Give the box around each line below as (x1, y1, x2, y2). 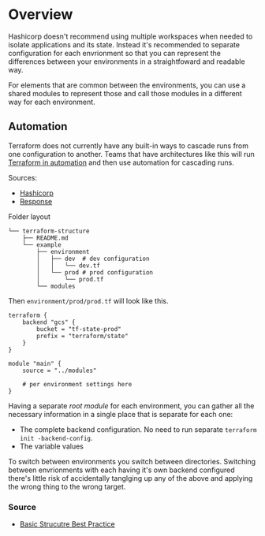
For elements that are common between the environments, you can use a (8, 80, 246, 90)
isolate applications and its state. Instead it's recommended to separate (8, 39, 241, 49)
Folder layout (8, 211, 51, 221)
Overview (8, 6, 73, 24)
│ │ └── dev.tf (36, 262, 101, 270)
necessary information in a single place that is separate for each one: (8, 409, 233, 419)
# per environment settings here (22, 380, 132, 388)
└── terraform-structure (8, 227, 90, 235)
